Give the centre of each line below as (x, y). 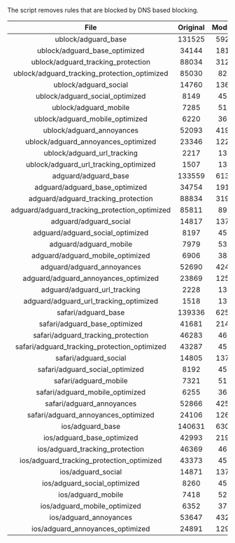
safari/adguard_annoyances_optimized (91, 415)
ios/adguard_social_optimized (91, 483)
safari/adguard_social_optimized (91, 369)
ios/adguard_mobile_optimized (91, 506)
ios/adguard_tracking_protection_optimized (91, 460)
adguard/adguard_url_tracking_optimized (91, 301)
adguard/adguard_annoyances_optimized (91, 278)
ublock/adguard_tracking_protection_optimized (91, 73)
